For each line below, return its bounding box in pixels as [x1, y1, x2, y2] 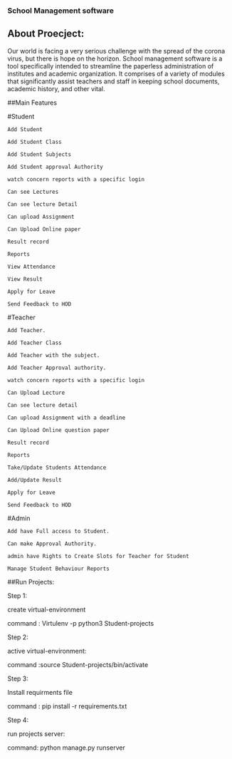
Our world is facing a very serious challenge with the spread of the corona [7, 46, 226, 55]
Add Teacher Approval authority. [7, 364, 107, 371]
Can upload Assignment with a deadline [7, 414, 126, 421]
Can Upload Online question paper [7, 426, 110, 433]
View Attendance [7, 263, 56, 270]
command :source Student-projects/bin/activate [7, 660, 149, 668]
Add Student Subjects [7, 150, 72, 158]
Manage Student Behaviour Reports [7, 565, 110, 572]
